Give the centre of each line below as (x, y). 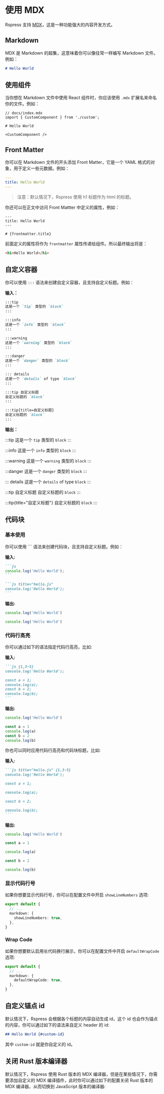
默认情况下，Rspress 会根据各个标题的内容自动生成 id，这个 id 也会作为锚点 (82, 1019)
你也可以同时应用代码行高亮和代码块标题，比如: (53, 750)
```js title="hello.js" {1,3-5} (38, 770)
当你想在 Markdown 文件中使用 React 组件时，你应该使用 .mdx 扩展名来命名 (81, 98)
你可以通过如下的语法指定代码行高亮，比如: (49, 647)
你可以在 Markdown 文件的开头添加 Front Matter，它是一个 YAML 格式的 (78, 162)
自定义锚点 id (25, 1006)
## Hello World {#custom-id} (35, 1034)
